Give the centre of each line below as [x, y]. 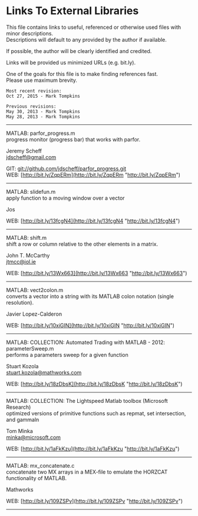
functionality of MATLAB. [37, 478]
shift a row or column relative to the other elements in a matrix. [82, 244]
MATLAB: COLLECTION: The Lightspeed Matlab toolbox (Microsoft [87, 401]
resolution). [20, 302]
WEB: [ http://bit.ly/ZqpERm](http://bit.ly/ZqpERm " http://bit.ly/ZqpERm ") [93, 174]
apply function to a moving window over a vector [65, 198]
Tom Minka [20, 431]
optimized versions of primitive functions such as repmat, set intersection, [96, 413]
